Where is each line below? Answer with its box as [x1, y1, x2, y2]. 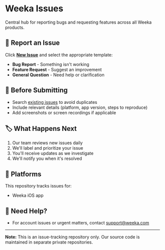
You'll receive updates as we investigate [12, 151, 94, 156]
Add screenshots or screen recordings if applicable [12, 109, 116, 116]
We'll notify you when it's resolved [12, 156, 82, 161]
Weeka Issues [5, 3, 64, 14]
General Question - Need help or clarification [12, 72, 105, 78]
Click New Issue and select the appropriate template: [5, 52, 113, 58]
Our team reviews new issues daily [12, 140, 83, 146]
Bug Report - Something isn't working [12, 61, 89, 67]
